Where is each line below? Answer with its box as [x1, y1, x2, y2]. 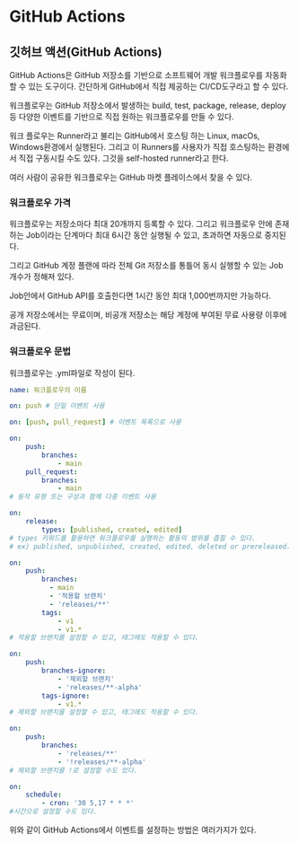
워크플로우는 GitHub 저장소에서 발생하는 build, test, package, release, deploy [9, 101, 287, 110]
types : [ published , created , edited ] [41, 525, 182, 534]
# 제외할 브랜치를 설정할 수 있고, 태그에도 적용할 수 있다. [9, 707, 199, 717]
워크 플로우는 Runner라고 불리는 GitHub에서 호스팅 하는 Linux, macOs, [9, 130, 260, 141]
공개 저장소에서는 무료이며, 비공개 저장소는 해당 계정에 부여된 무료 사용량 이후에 [9, 310, 287, 321]
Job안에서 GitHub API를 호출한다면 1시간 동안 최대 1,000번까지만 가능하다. [9, 290, 272, 302]
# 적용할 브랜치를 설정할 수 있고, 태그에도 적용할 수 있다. [9, 633, 199, 643]
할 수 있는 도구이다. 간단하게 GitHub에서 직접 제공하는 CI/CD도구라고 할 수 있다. [9, 81, 289, 92]
